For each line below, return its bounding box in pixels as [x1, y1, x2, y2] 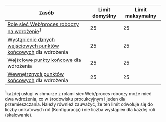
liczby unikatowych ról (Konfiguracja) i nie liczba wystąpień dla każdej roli [5, 106, 155, 112]
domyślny [92, 12, 117, 19]
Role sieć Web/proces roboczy [7, 21, 79, 28]
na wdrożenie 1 [7, 27, 42, 35]
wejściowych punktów [7, 42, 59, 49]
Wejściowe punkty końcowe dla [7, 57, 81, 63]
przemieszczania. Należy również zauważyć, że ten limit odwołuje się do [5, 101, 153, 107]
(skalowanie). [5, 112, 33, 118]
